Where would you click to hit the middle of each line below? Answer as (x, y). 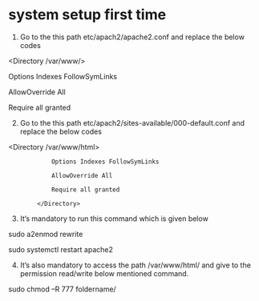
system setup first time (87, 15)
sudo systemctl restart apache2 (61, 249)
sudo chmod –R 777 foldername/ (62, 289)
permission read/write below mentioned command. (104, 273)
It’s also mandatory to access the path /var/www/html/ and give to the (135, 265)
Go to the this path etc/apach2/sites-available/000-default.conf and (132, 122)
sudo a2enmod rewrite (46, 234)
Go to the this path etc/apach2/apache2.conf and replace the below (132, 37)
